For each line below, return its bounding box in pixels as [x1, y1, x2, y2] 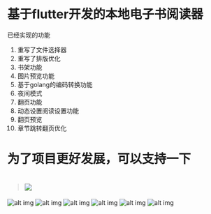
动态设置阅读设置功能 [17, 106, 79, 115]
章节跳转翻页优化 [17, 123, 67, 132]
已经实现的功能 [7, 31, 50, 39]
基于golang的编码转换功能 [17, 80, 93, 89]
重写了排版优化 [17, 54, 61, 63]
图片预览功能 [17, 71, 54, 80]
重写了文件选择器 [17, 45, 67, 54]
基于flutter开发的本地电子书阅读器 [7, 6, 204, 22]
